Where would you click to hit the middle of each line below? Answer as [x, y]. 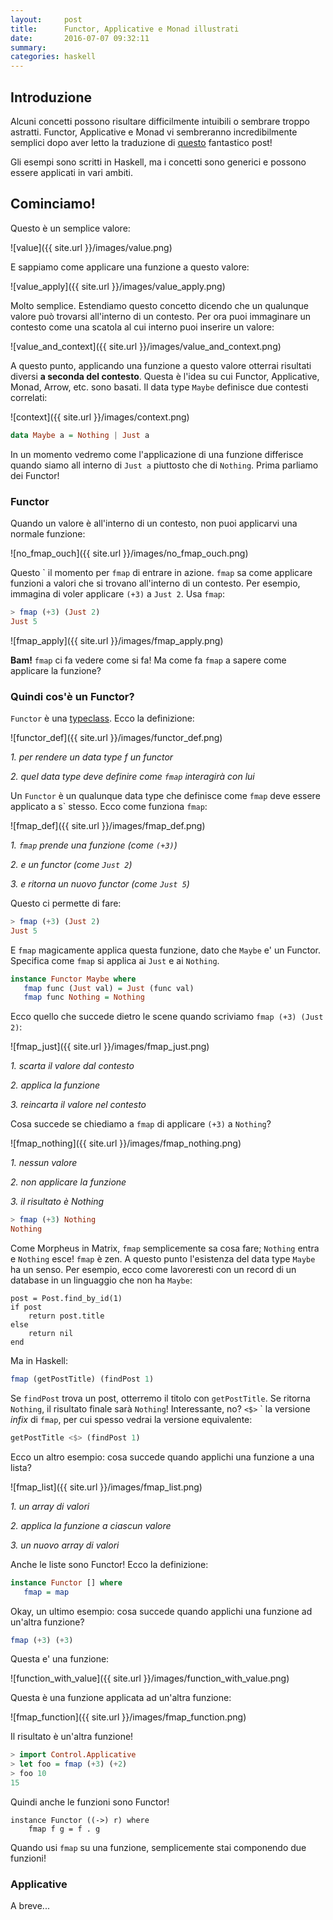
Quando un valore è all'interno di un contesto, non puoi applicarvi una [154, 523]
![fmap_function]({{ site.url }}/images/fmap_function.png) [128, 1717]
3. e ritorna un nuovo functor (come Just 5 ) [100, 883]
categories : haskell [53, 57]
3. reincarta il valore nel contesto [78, 1105]
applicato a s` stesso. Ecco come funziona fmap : [109, 806]
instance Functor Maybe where [73, 979]
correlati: [29, 397]
